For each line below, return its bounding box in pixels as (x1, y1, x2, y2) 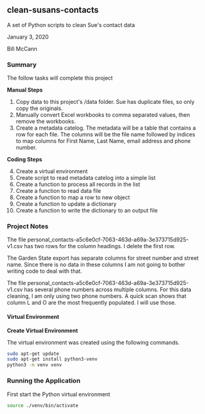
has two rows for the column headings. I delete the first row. (24, 243, 176, 250)
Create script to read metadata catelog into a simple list (15, 174, 156, 182)
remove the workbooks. (15, 118, 76, 125)
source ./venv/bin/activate (7, 402, 79, 408)
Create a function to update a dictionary (15, 200, 117, 208)
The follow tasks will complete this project (7, 74, 113, 82)
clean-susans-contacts (7, 5, 99, 15)
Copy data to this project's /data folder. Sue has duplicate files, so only (15, 98, 195, 106)
